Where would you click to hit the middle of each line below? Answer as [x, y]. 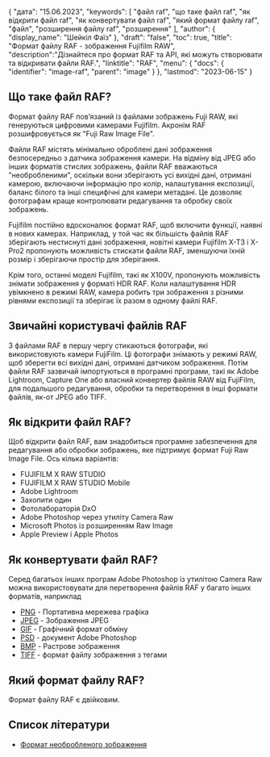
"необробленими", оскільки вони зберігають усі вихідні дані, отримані [130, 175]
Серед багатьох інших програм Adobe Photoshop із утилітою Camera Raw [135, 579]
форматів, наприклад [45, 596]
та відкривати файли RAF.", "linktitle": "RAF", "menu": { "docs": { [116, 63]
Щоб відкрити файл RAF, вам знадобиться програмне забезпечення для [133, 441]
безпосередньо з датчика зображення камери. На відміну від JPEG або [132, 157]
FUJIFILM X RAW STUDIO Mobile [75, 483]
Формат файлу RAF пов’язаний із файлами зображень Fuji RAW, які [123, 116]
